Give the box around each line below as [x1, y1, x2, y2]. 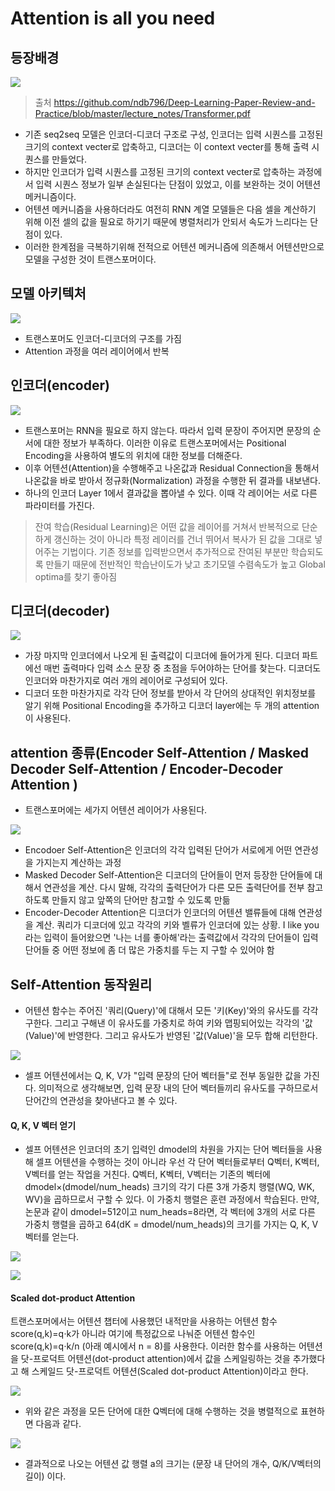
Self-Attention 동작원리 [10, 976, 153, 993]
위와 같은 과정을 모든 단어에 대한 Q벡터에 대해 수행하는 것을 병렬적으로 [24, 1405, 299, 1417]
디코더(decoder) [10, 603, 111, 620]
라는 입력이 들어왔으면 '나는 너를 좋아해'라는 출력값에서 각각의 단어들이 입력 [24, 932, 319, 944]
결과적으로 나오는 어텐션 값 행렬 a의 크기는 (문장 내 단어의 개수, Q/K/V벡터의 [24, 1458, 322, 1470]
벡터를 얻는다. [24, 1231, 80, 1243]
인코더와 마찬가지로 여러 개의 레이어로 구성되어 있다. [24, 675, 228, 687]
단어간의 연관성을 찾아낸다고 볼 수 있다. [24, 1095, 178, 1107]
